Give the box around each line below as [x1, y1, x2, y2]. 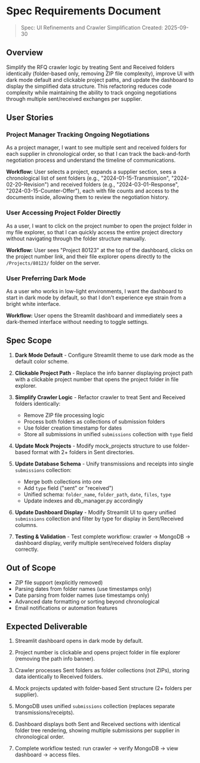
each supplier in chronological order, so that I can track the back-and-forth [6, 151, 190, 158]
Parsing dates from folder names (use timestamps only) [14, 585, 152, 592]
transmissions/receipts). [14, 709, 75, 716]
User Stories [6, 112, 54, 123]
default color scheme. [14, 357, 69, 365]
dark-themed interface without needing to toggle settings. [6, 318, 149, 326]
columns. [14, 521, 38, 528]
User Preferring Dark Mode [6, 274, 87, 282]
